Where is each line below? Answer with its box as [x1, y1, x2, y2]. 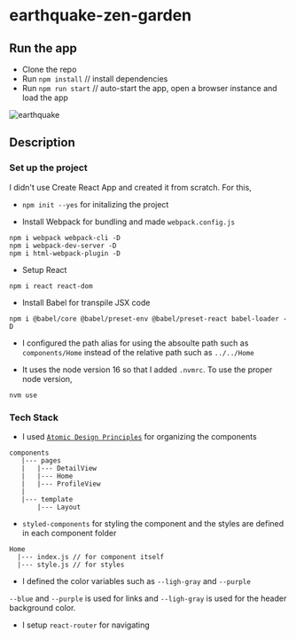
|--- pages [20, 456, 62, 465]
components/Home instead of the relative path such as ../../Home [21, 347, 254, 357]
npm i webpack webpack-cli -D [9, 233, 121, 242]
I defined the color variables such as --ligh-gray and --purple [21, 575, 251, 586]
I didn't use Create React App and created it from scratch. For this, [9, 182, 253, 192]
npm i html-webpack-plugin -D [9, 249, 121, 258]
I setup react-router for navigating [21, 620, 151, 630]
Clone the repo [21, 64, 77, 74]
